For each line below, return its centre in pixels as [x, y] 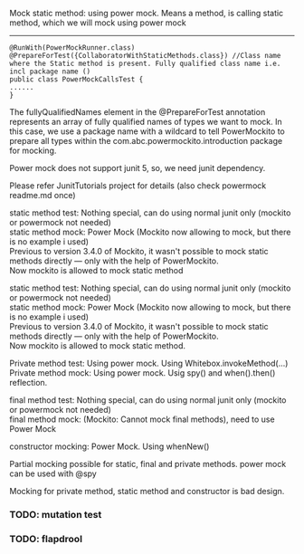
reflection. [28, 382]
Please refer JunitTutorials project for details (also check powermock [138, 186]
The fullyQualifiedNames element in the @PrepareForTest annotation [138, 112]
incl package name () [50, 72]
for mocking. [33, 150]
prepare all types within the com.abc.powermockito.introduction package [146, 141]
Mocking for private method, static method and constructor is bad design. [147, 491]
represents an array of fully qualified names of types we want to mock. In [146, 122]
